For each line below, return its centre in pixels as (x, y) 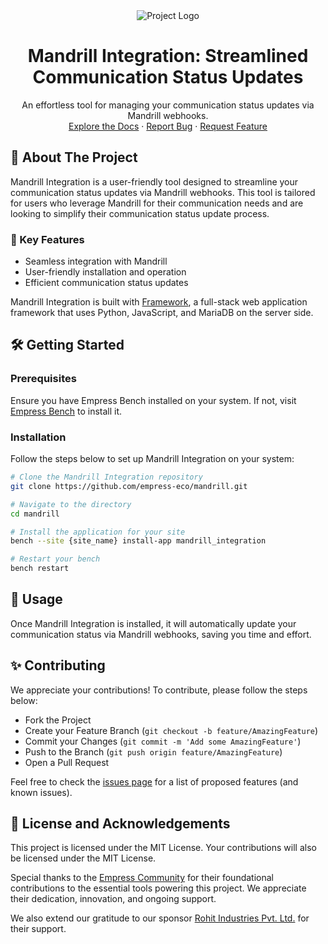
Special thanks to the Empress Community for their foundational (142, 878)
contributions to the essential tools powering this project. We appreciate (158, 888)
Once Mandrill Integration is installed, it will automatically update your (153, 623)
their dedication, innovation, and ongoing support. (113, 899)
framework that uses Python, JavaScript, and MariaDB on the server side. (162, 313)
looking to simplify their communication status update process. (140, 213)
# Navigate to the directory (71, 504)
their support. (38, 929)
